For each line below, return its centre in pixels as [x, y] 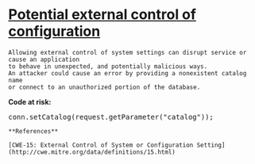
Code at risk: [30, 101]
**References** [33, 131]
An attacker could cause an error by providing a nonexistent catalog [127, 73]
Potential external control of [102, 15]
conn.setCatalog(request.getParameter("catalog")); [111, 117]
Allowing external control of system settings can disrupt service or [127, 52]
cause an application [44, 59]
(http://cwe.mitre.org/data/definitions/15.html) [92, 152]
